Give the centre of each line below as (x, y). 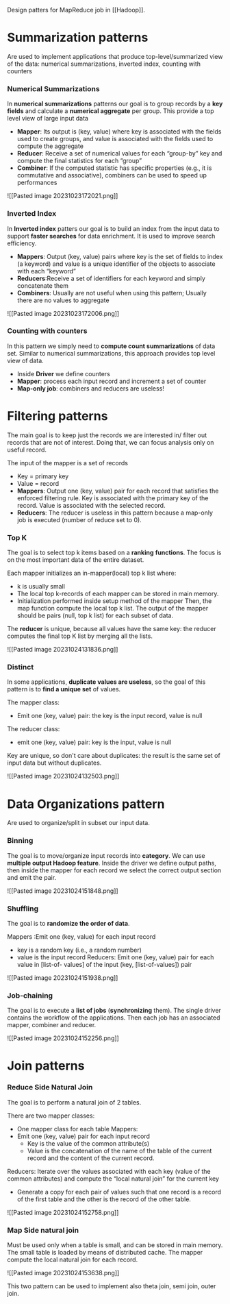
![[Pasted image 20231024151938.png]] (63, 977)
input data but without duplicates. (54, 763)
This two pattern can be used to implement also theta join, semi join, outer (112, 1286)
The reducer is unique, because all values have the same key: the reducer (112, 629)
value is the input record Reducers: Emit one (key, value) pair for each (115, 957)
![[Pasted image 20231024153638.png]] (63, 1272)
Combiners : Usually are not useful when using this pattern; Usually (112, 293)
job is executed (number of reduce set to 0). (79, 519)
